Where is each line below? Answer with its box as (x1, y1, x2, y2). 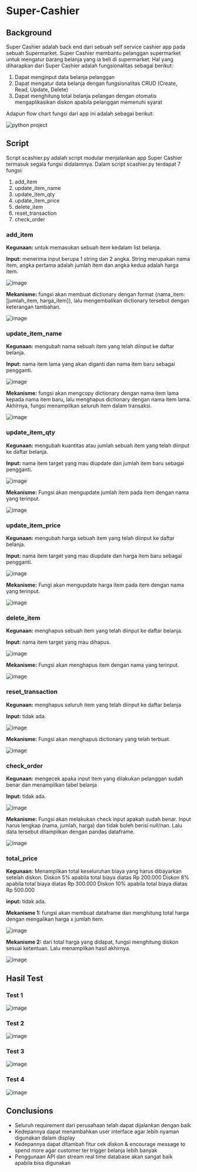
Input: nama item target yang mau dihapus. (6, 639, 111, 646)
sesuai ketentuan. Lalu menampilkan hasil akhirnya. (6, 945, 131, 952)
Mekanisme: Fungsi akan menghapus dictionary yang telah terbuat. (6, 735, 171, 742)
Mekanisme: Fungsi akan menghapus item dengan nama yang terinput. (6, 662, 179, 669)
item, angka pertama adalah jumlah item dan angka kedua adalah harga (6, 261, 179, 269)
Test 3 (6, 1047, 25, 1056)
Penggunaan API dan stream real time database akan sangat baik (14, 1153, 173, 1160)
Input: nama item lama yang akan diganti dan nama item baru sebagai (6, 361, 175, 368)
